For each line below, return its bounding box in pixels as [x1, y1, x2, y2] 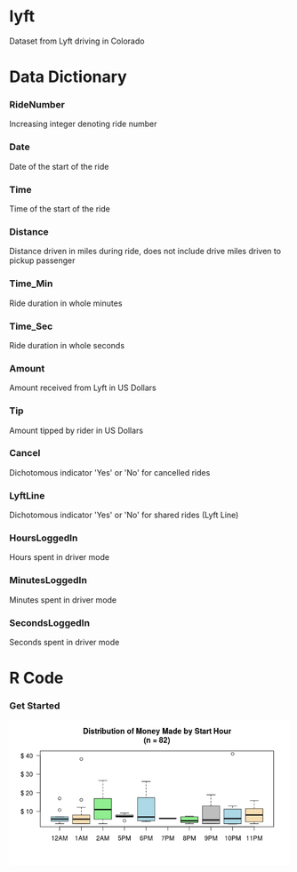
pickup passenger [9, 255, 76, 266]
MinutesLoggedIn [9, 574, 87, 587]
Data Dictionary [9, 67, 127, 87]
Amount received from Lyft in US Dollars [9, 382, 157, 393]
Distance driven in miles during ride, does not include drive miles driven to [9, 246, 282, 257]
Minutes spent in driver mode [9, 594, 117, 605]
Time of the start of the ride [9, 204, 111, 214]
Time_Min [9, 277, 53, 290]
